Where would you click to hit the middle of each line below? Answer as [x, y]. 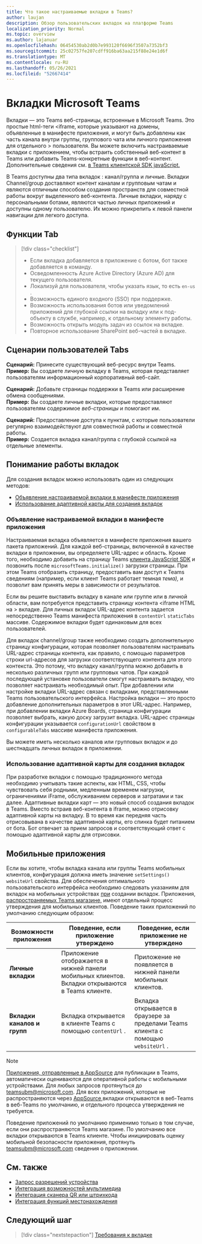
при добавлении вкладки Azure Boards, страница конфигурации [89, 710]
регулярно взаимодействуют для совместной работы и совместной [94, 426]
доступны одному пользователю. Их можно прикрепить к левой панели [99, 209]
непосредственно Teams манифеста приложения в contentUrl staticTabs [100, 616]
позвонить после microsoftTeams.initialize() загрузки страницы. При [97, 566]
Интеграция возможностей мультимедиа [68, 1188]
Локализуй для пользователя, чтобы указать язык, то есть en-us [112, 286]
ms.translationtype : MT [36, 57]
